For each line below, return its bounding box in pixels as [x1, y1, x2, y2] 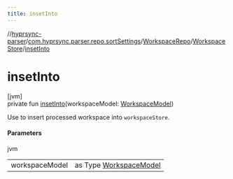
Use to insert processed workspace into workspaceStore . [7, 113, 170, 121]
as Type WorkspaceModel [74, 160, 161, 170]
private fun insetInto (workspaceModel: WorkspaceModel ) [7, 99, 174, 108]
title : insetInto [7, 10, 58, 17]
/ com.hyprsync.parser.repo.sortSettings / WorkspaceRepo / [25, 36, 193, 45]
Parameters [7, 129, 42, 137]
